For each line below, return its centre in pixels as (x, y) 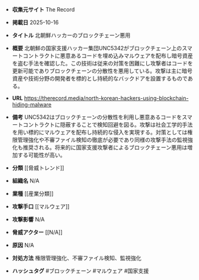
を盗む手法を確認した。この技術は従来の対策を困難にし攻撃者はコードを (102, 63)
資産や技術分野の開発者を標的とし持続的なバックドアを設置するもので (100, 78)
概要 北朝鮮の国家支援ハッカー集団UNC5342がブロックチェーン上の (97, 48)
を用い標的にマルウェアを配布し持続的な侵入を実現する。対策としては (100, 132)
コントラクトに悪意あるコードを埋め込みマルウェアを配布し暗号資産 (108, 56)
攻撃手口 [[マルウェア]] (41, 206)
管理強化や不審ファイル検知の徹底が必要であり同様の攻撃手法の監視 (103, 140)
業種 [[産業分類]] (33, 194)
